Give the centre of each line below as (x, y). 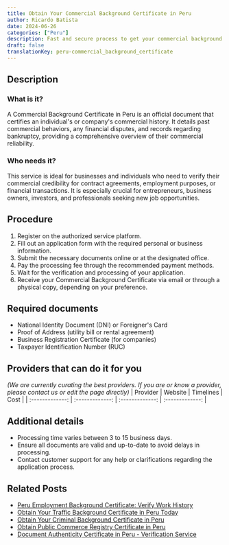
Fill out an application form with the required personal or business (110, 243)
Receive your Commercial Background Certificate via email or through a (118, 279)
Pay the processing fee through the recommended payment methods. (116, 265)
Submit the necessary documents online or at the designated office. (113, 257)
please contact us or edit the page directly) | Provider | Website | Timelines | (115, 393)
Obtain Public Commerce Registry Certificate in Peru (91, 526)
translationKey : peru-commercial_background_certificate (90, 52)
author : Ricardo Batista (43, 20)
